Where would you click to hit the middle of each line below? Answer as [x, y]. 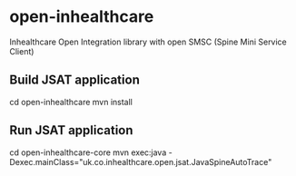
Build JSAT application [75, 80]
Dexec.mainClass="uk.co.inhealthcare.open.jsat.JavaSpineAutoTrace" [141, 161]
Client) [22, 51]
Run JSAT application [71, 130]
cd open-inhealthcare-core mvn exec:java [88, 152]
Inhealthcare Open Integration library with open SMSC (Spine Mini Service [148, 42]
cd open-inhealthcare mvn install [71, 102]
